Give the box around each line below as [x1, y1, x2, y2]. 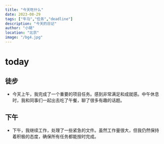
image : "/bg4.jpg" [5, 35, 43, 40]
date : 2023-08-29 [5, 12, 41, 17]
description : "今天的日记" [5, 21, 57, 26]
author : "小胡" [5, 26, 35, 31]
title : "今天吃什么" [5, 7, 43, 12]
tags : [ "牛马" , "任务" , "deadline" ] [5, 16, 73, 21]
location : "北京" [5, 30, 39, 35]
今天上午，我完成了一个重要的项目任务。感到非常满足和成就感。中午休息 [12, 91, 159, 97]
